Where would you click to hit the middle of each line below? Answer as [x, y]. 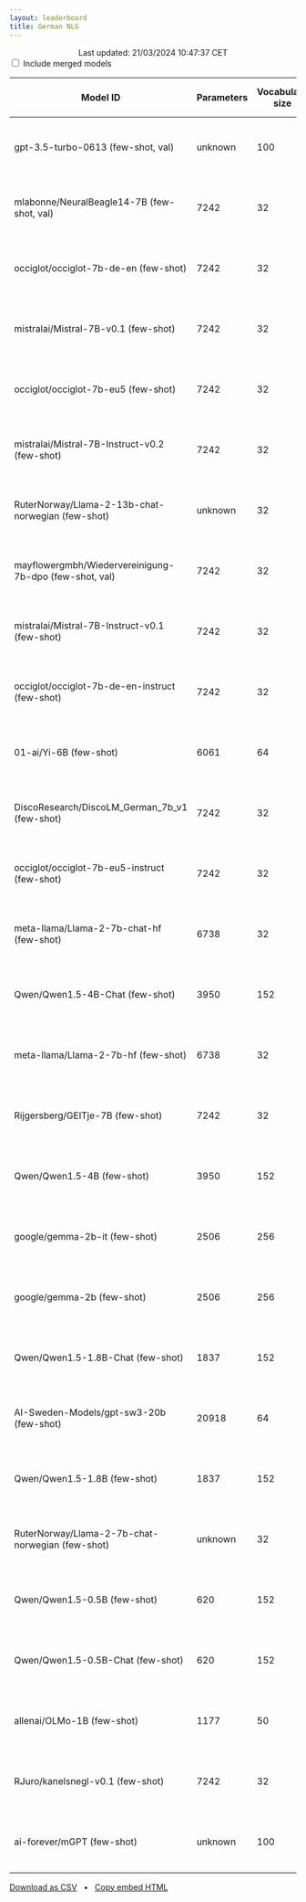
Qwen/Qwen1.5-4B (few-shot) [82, 1176]
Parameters [222, 97]
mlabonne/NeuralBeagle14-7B [81, 202]
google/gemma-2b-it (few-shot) [86, 1236]
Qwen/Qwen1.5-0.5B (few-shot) [86, 1600]
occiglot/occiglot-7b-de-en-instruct [95, 686]
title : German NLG [44, 26]
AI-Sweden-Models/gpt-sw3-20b [90, 1412]
